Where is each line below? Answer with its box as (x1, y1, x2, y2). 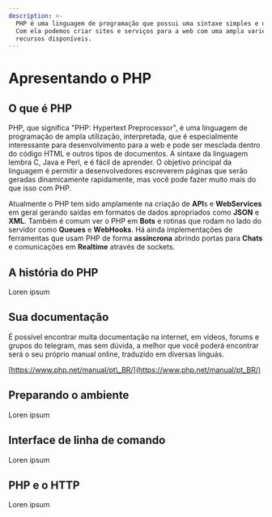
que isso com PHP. (8, 183, 71, 193)
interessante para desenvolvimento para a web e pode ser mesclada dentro (8, 140, 261, 150)
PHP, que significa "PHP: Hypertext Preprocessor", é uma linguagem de (8, 123, 249, 133)
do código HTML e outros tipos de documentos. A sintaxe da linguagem (8, 149, 249, 159)
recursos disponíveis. (15, 34, 92, 43)
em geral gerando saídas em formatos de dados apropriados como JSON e (8, 207, 260, 217)
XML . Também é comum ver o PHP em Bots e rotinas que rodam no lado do (8, 216, 261, 226)
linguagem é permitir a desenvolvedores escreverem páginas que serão (8, 166, 249, 176)
